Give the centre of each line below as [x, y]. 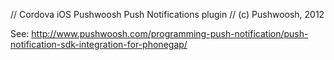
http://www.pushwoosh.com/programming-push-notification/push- [170, 33]
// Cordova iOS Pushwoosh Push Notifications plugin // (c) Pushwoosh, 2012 [167, 14]
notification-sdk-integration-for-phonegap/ [99, 44]
